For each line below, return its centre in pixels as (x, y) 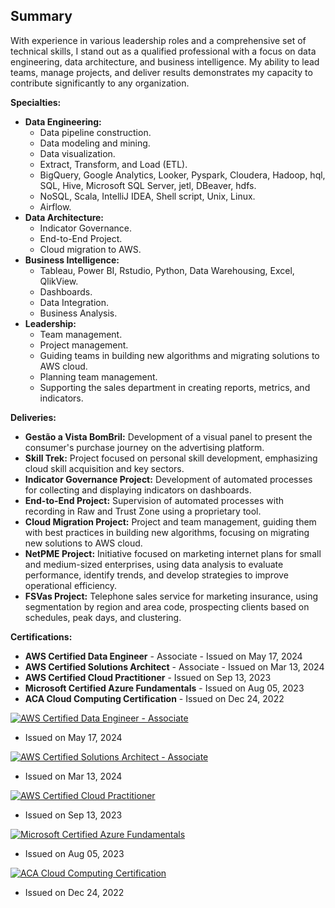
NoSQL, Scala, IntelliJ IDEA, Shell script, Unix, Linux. (147, 196)
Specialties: (36, 102)
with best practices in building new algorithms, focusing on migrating (167, 532)
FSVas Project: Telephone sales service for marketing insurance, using (171, 596)
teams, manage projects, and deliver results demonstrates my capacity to (161, 72)
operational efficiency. (71, 585)
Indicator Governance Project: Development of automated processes (168, 479)
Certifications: (41, 636)
